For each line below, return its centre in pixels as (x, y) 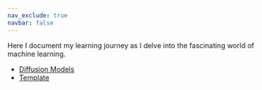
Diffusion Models (47, 69)
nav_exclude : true (37, 15)
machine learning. (37, 54)
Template (34, 77)
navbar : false (31, 23)
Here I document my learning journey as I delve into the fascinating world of (131, 45)
